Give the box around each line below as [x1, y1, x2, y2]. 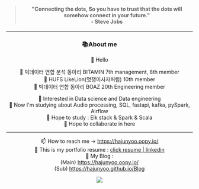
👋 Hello [91, 56, 108, 63]
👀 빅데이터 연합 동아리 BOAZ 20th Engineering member [33, 83, 166, 90]
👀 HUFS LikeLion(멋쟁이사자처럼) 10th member [43, 75, 156, 83]
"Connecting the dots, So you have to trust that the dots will [31, 5, 182, 12]
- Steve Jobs [91, 18, 123, 25]
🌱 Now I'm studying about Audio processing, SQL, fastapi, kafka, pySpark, [8, 101, 191, 108]
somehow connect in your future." [63, 11, 150, 18]
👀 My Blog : [85, 152, 114, 159]
